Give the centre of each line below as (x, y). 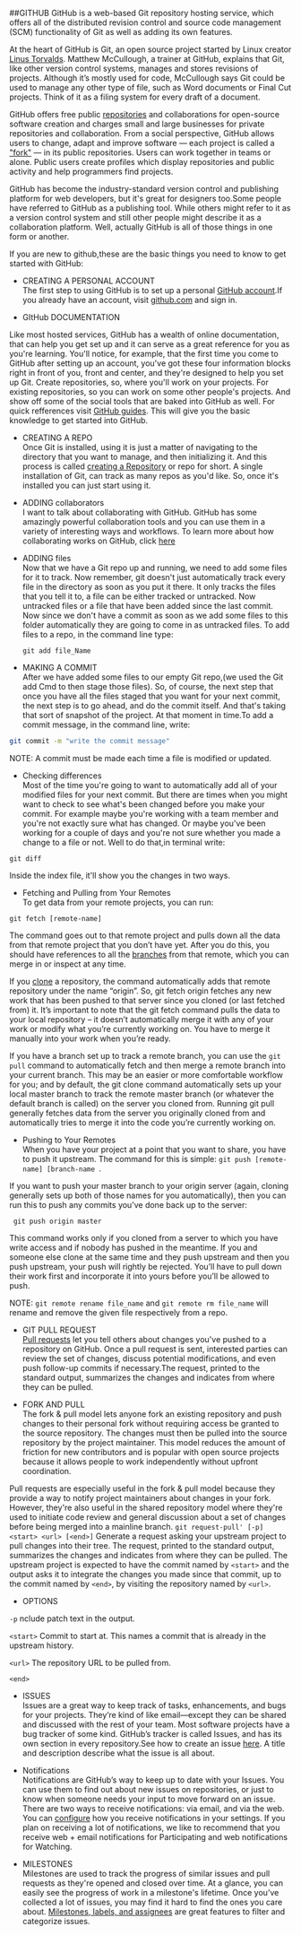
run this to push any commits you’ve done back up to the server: (129, 1204)
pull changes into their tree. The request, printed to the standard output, (142, 1545)
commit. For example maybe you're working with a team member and (150, 813)
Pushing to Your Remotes (69, 1140)
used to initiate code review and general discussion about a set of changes (148, 1517)
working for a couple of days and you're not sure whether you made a (151, 832)
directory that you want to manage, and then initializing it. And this (144, 457)
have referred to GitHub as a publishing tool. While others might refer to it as (150, 208)
